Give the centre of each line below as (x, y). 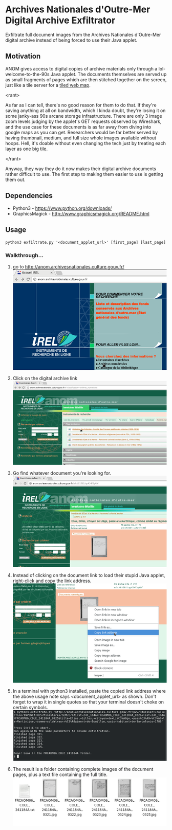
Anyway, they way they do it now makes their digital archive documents (81, 169)
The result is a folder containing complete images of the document (83, 769)
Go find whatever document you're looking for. (62, 473)
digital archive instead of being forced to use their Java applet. (71, 40)
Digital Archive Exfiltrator (60, 20)
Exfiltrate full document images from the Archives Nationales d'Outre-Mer (83, 34)
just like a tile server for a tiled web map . (48, 85)
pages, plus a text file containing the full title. (60, 774)
